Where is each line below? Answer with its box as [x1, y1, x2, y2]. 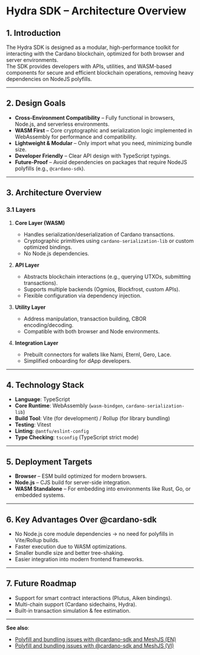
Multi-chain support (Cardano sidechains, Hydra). [14, 601, 137, 608]
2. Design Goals [6, 98, 66, 109]
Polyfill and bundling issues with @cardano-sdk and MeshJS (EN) [14, 635, 177, 642]
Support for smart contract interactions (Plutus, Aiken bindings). [14, 594, 173, 601]
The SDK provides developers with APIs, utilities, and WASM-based [6, 63, 172, 70]
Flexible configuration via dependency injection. [23, 292, 142, 299]
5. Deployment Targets [6, 456, 92, 466]
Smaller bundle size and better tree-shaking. [14, 549, 124, 556]
